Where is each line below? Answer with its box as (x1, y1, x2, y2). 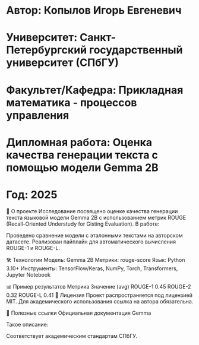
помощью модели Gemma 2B (6, 161, 159, 174)
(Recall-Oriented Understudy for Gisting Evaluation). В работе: (6, 220, 160, 227)
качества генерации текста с (6, 148, 159, 162)
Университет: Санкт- (6, 31, 116, 45)
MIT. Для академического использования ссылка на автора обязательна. (6, 297, 194, 305)
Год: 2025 (6, 188, 58, 201)
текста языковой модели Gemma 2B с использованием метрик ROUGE (6, 214, 187, 221)
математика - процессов (6, 96, 137, 109)
